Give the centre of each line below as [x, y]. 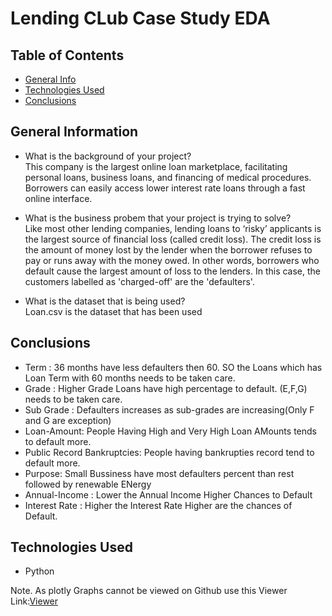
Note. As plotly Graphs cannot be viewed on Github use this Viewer [149, 591]
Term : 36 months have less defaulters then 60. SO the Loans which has [173, 367]
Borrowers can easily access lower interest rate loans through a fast [165, 188]
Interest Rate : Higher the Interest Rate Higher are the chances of [158, 505]
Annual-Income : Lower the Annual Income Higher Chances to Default [168, 494]
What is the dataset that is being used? [105, 301]
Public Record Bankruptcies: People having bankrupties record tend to [169, 452]
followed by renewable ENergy [88, 484]
